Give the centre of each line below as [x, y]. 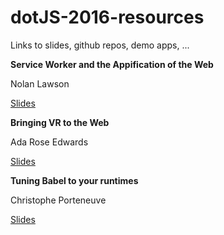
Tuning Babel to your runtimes [74, 180]
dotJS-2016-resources [107, 17]
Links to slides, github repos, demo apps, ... [100, 45]
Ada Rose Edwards [49, 142]
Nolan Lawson [40, 83]
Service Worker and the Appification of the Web [112, 64]
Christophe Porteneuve [58, 200]
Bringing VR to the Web [60, 122]
